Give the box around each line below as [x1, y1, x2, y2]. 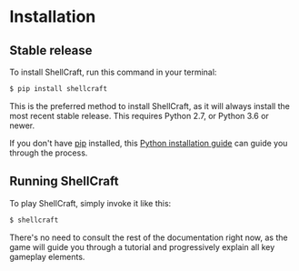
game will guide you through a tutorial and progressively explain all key [9, 241, 275, 252]
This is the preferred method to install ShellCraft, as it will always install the [9, 100, 291, 111]
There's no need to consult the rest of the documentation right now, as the [9, 232, 288, 243]
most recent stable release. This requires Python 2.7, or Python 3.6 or [9, 110, 270, 121]
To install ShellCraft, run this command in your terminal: [9, 66, 217, 77]
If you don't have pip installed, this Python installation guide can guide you [9, 137, 288, 148]
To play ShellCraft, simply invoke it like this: [9, 197, 172, 208]
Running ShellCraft [9, 174, 119, 189]
